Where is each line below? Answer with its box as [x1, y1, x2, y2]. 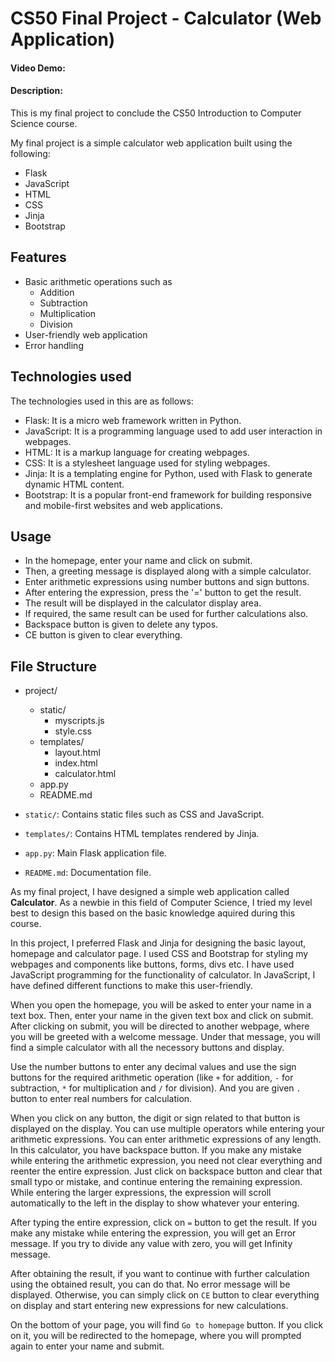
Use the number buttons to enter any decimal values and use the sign [10, 1061, 297, 1073]
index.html [54, 757, 98, 769]
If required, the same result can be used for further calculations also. [24, 608, 309, 620]
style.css [54, 725, 92, 737]
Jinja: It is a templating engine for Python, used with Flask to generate [24, 467, 313, 479]
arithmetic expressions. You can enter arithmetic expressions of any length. [10, 1133, 322, 1146]
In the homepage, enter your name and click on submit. [24, 555, 253, 567]
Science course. [10, 117, 78, 129]
